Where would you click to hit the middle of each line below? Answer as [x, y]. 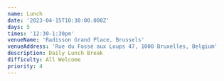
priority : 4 [25, 66]
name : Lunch [25, 14]
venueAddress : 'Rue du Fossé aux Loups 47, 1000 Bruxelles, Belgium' [113, 46]
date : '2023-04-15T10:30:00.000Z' [59, 20]
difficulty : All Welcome [44, 60]
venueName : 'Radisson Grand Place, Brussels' [76, 40]
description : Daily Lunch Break [55, 54]
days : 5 [19, 27]
